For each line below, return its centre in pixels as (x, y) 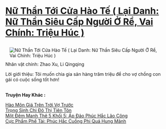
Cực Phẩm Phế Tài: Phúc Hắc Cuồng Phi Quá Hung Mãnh (66, 121)
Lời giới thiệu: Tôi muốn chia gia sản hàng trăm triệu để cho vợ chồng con (83, 74)
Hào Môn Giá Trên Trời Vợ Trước (39, 104)
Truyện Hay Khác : (25, 95)
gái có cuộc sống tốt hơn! (32, 79)
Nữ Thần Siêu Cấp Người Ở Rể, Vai (79, 22)
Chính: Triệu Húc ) (45, 33)
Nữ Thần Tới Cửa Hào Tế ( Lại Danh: (82, 11)
